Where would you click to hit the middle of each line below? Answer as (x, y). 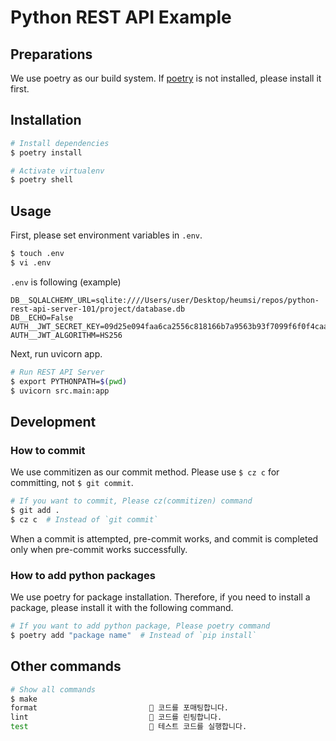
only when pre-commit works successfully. (99, 549)
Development (53, 421)
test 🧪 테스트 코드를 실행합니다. (129, 727)
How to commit (48, 450)
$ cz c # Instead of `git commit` (84, 519)
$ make (24, 699)
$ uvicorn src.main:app (60, 391)
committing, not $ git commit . (72, 483)
